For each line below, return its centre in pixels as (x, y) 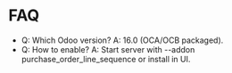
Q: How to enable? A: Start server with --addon (108, 49)
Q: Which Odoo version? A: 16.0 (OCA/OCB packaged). (122, 40)
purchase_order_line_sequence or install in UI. (106, 59)
